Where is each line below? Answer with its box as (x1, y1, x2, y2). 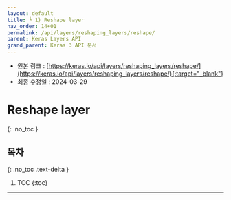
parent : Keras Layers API (7, 36, 81, 43)
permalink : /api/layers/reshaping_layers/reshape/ (7, 29, 155, 36)
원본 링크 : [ (16, 62, 49, 69)
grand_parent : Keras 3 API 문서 (7, 42, 98, 49)
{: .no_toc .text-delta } (7, 165, 69, 173)
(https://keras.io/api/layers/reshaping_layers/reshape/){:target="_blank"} (16, 69, 224, 78)
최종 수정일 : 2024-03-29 (16, 78, 87, 86)
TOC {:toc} (16, 178, 48, 186)
